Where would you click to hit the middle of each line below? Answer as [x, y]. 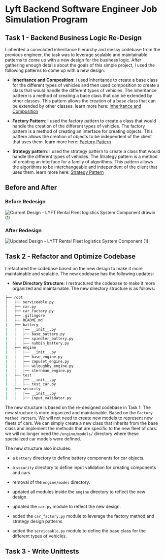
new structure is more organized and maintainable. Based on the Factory [79, 412]
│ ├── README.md [24, 320]
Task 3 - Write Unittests [42, 551]
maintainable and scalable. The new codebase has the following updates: [80, 274]
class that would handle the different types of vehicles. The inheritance [84, 90]
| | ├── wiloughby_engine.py [39, 366]
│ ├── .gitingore [25, 316]
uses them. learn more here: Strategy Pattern [58, 172]
